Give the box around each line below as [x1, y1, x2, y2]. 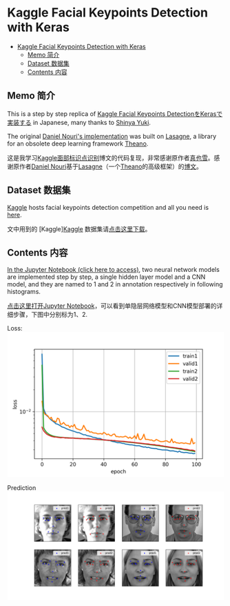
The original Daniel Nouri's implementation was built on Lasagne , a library [7, 132, 217, 140]
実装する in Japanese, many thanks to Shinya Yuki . [7, 118, 151, 126]
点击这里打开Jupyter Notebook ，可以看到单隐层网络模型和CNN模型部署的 [7, 302, 217, 310]
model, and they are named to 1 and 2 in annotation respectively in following [7, 280, 223, 289]
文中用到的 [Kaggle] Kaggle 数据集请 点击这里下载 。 [7, 224, 151, 233]
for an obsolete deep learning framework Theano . [7, 139, 149, 148]
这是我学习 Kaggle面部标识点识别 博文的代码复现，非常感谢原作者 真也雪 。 [7, 153, 214, 162]
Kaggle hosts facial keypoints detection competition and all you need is [7, 203, 209, 211]
